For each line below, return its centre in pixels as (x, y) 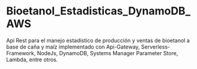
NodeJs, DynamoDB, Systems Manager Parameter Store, (108, 53)
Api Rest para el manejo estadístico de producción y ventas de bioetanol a (98, 40)
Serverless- (155, 47)
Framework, (21, 53)
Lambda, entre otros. (32, 59)
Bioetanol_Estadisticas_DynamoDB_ (98, 11)
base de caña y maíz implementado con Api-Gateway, (73, 47)
